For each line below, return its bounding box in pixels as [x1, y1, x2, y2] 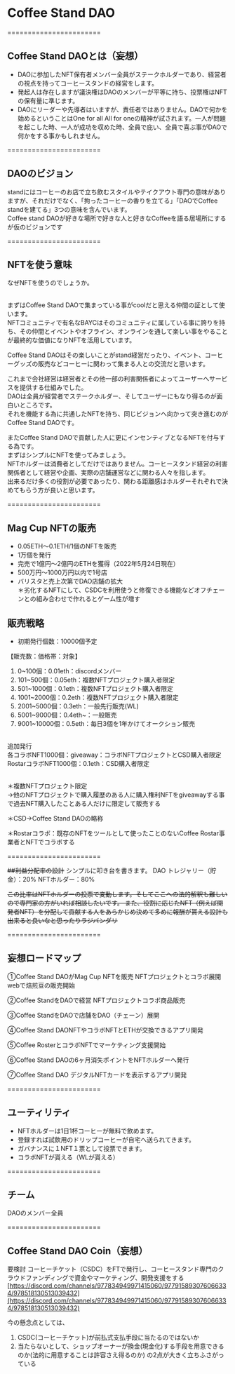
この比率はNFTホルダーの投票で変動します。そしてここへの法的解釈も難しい [7, 890, 228, 898]
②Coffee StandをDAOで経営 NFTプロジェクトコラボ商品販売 [7, 996, 186, 1004]
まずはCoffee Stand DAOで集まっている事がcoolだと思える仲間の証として [7, 301, 220, 309]
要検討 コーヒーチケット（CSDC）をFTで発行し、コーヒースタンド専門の [7, 1265, 219, 1274]
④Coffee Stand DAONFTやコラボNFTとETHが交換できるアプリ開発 [7, 1025, 203, 1034]
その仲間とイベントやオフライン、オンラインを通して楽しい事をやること [19, 328, 228, 336]
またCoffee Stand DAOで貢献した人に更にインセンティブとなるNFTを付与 [7, 433, 220, 442]
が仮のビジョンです [7, 222, 63, 231]
